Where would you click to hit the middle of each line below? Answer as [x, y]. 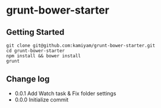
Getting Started [35, 32]
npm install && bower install [44, 56]
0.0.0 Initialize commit [42, 99]
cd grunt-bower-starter [36, 51]
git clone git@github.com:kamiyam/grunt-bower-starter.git [81, 45]
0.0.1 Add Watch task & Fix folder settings [65, 93]
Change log [28, 79]
